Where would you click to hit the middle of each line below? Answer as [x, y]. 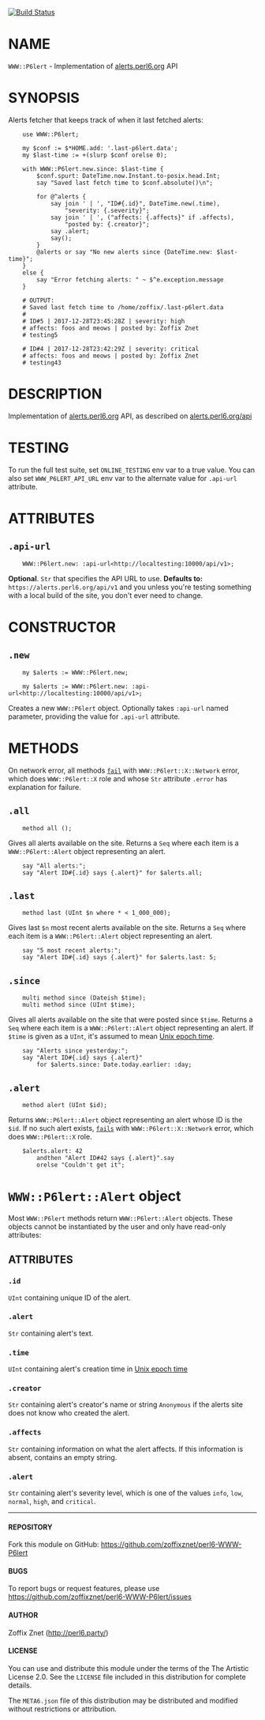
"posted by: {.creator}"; [107, 224]
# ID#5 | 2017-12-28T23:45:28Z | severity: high [104, 321]
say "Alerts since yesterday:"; [75, 1051]
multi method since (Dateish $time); [84, 998]
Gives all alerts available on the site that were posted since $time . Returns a [131, 1019]
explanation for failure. [45, 787]
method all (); [47, 828]
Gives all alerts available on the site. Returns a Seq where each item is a [123, 843]
